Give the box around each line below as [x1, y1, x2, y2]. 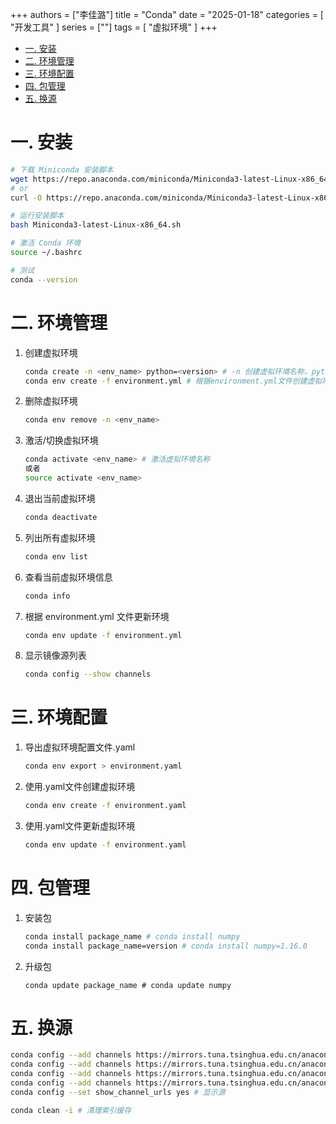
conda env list [24, 551, 89, 562]
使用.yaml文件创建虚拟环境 [24, 781, 136, 793]
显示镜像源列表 [24, 649, 87, 662]
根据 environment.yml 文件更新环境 [24, 610, 170, 622]
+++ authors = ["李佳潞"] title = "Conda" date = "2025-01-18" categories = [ [10, 9, 324, 20]
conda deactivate [24, 512, 98, 522]
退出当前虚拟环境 [24, 492, 96, 504]
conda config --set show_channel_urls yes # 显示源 [10, 1087, 226, 1097]
